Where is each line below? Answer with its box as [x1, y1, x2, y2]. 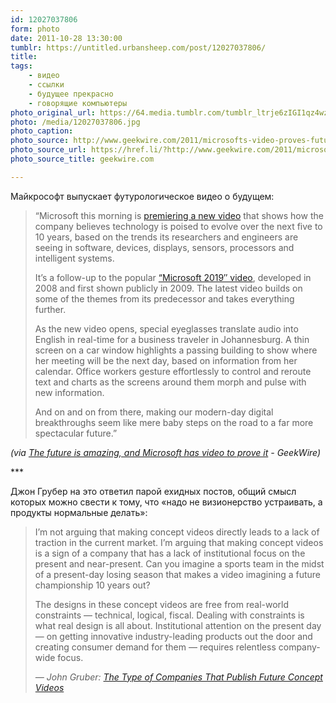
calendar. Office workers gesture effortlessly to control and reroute [34, 365, 312, 377]
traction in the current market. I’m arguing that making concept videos [34, 536, 324, 548]
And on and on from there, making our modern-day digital [34, 406, 274, 418]
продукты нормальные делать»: [10, 506, 148, 518]
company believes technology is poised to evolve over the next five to [34, 220, 323, 232]
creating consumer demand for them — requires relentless [34, 641, 277, 653]
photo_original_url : [10, 107, 97, 118]
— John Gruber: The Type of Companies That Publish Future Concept [34, 671, 323, 683]
